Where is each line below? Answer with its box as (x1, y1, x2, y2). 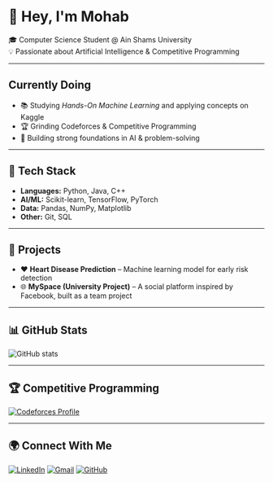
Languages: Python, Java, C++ (19, 186, 126, 195)
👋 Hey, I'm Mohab (8, 7, 130, 26)
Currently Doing (8, 78, 92, 92)
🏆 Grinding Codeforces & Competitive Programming (19, 121, 197, 131)
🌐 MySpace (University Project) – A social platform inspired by (19, 282, 234, 291)
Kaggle (19, 112, 45, 121)
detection (19, 273, 53, 283)
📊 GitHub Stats (8, 323, 88, 337)
